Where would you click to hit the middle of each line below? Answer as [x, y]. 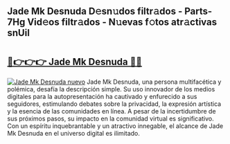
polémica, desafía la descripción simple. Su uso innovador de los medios [111, 89]
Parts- [198, 11]
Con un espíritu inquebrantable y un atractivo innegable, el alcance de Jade [115, 126]
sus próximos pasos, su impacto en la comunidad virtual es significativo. [110, 118]
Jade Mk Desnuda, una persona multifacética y [154, 82]
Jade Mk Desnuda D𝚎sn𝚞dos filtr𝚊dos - [95, 11]
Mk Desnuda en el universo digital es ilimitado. [73, 133]
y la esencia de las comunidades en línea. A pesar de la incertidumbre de [112, 111]
